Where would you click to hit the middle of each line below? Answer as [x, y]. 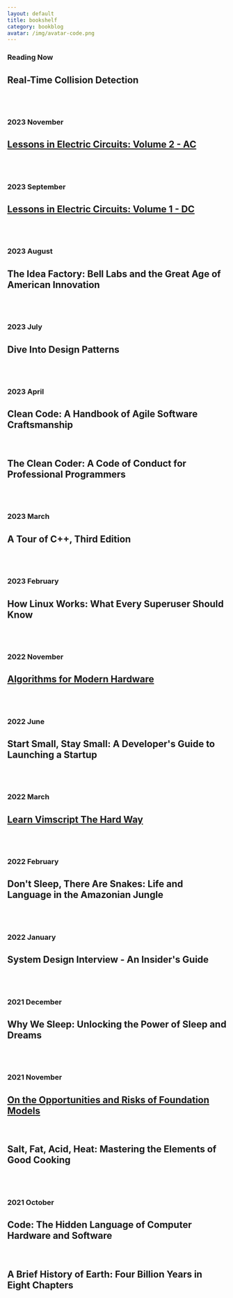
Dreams [25, 1035]
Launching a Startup [52, 754]
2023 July [25, 327]
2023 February [33, 582]
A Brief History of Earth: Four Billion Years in [105, 1275]
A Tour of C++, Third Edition [69, 539]
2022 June [26, 721]
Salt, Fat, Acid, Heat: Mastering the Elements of [112, 1149]
